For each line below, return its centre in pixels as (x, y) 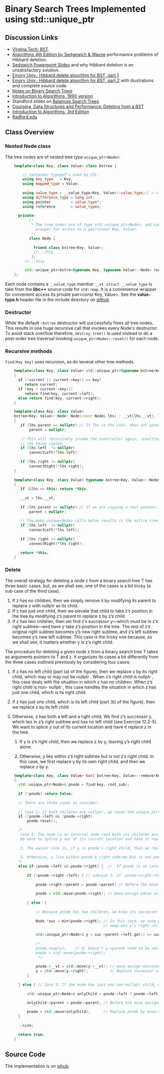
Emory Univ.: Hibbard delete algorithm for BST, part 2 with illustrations (83, 80)
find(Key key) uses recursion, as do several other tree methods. (70, 362)
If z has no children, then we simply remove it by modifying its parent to (84, 600)
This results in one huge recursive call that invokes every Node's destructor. (82, 328)
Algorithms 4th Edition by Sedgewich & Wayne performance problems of (85, 54)
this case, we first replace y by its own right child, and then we (82, 761)
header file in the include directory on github (64, 299)
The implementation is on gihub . (37, 1066)
